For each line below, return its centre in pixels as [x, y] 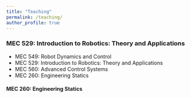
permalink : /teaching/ [34, 17]
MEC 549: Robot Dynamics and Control [63, 56]
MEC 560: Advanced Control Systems [61, 69]
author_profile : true [33, 23]
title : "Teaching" [29, 12]
